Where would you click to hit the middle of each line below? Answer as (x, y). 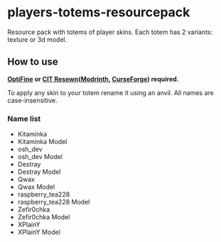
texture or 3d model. (37, 39)
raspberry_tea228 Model (54, 202)
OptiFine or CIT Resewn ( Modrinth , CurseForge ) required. (93, 79)
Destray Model (39, 172)
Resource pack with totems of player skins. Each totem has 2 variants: (110, 32)
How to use (33, 62)
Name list (24, 119)
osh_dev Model (40, 157)
